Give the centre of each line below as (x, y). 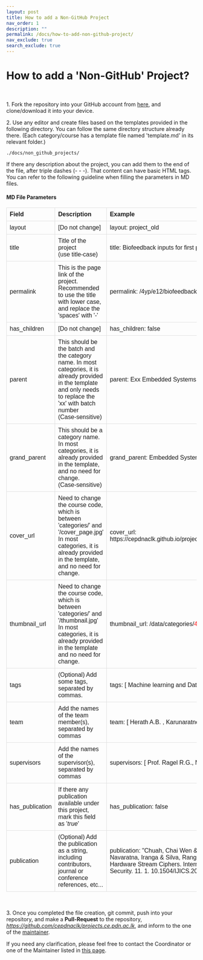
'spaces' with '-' (78, 315)
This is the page (80, 268)
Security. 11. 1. (130, 871)
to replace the (77, 397)
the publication (78, 844)
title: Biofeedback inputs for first (152, 248)
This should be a (80, 431)
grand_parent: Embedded (144, 458)
